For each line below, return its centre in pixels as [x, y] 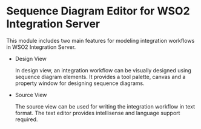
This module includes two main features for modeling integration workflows [100, 40]
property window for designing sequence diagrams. [80, 83]
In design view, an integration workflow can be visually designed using [103, 70]
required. [26, 119]
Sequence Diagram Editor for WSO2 [98, 11]
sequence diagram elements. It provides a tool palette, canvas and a [100, 77]
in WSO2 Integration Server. [41, 47]
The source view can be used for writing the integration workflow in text [105, 106]
